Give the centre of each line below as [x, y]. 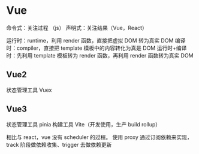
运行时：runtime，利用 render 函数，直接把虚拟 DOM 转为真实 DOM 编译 [96, 40]
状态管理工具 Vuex [29, 90]
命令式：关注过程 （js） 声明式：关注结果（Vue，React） [77, 28]
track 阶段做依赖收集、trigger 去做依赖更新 [59, 144]
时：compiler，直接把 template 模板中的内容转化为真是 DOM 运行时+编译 [97, 48]
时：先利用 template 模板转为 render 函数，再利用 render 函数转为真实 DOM [100, 55]
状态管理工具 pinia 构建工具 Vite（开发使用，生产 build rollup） [84, 124]
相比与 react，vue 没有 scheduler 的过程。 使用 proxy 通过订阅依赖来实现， [99, 137]
